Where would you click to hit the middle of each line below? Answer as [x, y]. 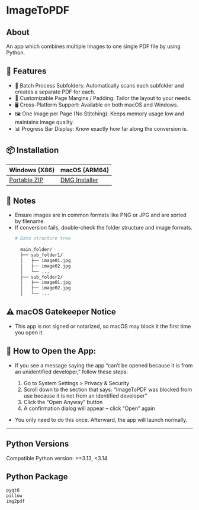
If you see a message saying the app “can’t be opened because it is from [104, 365]
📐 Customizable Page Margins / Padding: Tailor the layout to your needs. [103, 98]
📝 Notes [21, 201]
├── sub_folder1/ [42, 255]
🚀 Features [26, 71]
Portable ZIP [26, 180]
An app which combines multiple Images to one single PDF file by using [93, 46]
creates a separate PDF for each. [55, 92]
